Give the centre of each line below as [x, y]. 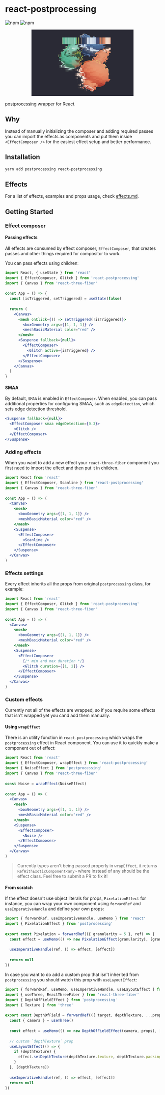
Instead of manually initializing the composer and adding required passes [79, 131]
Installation [23, 157]
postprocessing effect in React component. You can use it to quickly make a [82, 743]
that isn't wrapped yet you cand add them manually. [58, 715]
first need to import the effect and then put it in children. [62, 468]
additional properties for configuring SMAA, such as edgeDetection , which [80, 404]
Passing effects [21, 238]
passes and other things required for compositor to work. [63, 253]
